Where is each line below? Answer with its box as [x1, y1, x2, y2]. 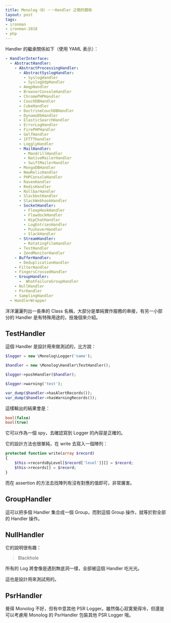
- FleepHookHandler [23, 208, 65, 213]
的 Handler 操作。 [5, 515, 42, 521]
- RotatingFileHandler [23, 241, 72, 246]
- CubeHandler [18, 103, 50, 109]
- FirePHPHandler [18, 127, 56, 133]
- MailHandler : [18, 146, 52, 151]
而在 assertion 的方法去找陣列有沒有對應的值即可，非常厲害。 [5, 480, 135, 486]
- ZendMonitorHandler [18, 251, 65, 256]
